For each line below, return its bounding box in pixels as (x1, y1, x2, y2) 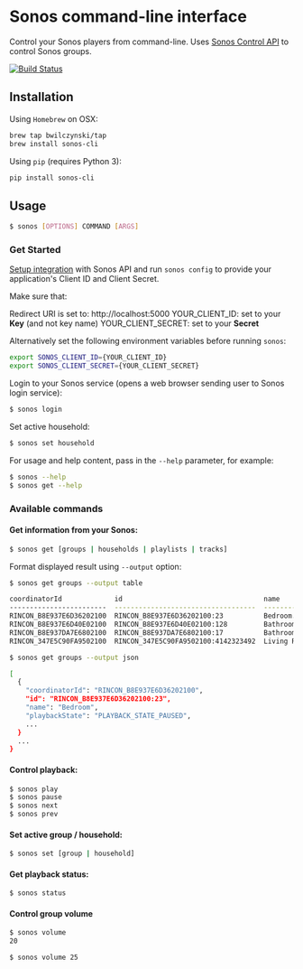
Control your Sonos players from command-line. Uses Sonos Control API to (9, 36, 289, 47)
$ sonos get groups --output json (9, 653, 140, 662)
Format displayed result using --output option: (9, 561, 182, 572)
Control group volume (9, 908, 93, 918)
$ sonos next (9, 801, 59, 810)
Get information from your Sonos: (9, 525, 138, 536)
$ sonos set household (9, 438, 95, 448)
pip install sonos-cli (9, 173, 95, 182)
